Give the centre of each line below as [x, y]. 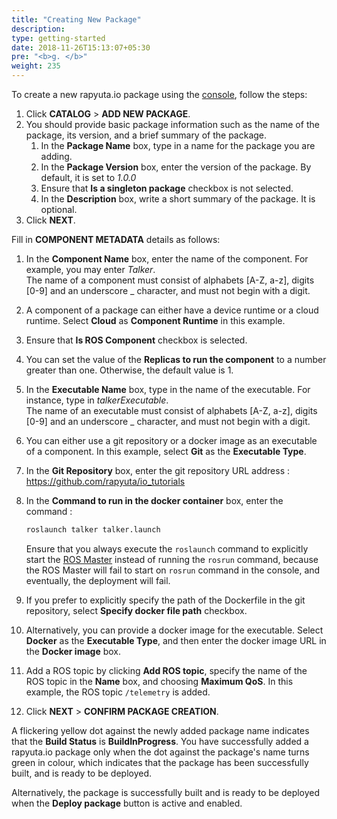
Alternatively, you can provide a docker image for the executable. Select [174, 630]
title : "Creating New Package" [76, 19]
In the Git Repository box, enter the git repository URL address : [158, 470]
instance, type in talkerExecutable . [97, 400]
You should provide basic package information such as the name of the [172, 124]
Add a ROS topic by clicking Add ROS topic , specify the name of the [166, 670]
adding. [56, 156]
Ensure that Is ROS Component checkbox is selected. [136, 340]
